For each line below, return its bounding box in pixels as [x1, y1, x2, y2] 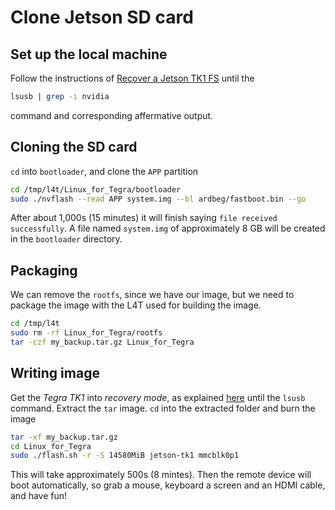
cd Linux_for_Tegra [10, 441, 92, 451]
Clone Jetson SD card [10, 6, 194, 29]
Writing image [10, 365, 100, 382]
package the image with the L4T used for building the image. [10, 299, 262, 311]
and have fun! [10, 490, 68, 502]
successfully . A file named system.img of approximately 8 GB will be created [10, 222, 326, 235]
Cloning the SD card [10, 139, 138, 156]
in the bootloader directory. [10, 233, 123, 245]
